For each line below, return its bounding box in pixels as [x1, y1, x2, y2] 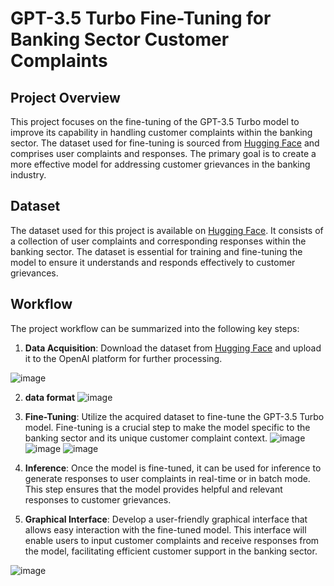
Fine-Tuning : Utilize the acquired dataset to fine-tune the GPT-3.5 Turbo [24, 410, 325, 422]
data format [24, 391, 76, 403]
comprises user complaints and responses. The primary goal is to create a [10, 148, 317, 159]
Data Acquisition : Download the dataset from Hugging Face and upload [24, 342, 322, 354]
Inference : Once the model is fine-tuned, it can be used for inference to [24, 462, 322, 474]
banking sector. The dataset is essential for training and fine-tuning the [10, 245, 303, 257]
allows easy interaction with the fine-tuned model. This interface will [24, 523, 307, 536]
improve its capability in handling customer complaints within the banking [10, 127, 313, 138]
